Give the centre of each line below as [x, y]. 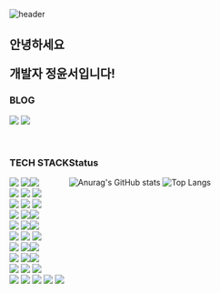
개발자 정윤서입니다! [62, 74]
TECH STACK [40, 162]
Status [84, 162]
